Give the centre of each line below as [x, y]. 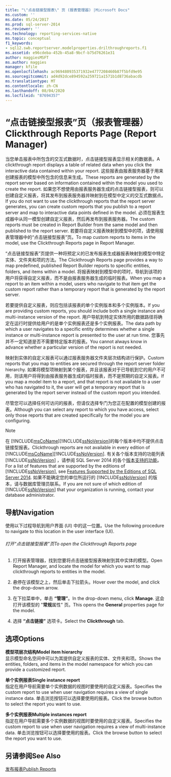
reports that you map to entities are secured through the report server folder [85, 363]
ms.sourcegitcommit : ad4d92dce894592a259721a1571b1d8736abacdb [74, 77]
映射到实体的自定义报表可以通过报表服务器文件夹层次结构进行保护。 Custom [85, 358]
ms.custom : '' [20, 15]
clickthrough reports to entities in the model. [59, 572]
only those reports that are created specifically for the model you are [77, 415]
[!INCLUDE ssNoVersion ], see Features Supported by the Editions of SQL [81, 471]
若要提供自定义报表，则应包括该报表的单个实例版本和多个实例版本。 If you [83, 305]
